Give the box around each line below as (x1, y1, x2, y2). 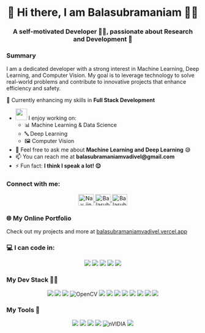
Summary (6, 51, 37, 60)
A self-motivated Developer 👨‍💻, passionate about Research (12, 27, 193, 36)
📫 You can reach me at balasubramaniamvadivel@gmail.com (15, 153, 175, 161)
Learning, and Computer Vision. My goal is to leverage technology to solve (6, 71, 195, 79)
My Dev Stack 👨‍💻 (6, 276, 58, 284)
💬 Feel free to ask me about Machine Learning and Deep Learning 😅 (15, 146, 191, 153)
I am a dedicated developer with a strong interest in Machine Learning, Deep (6, 65, 199, 73)
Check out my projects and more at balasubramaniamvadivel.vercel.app (6, 228, 188, 235)
